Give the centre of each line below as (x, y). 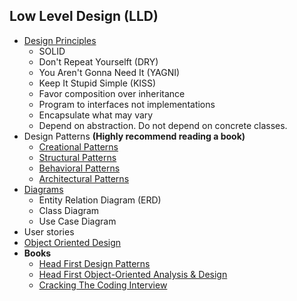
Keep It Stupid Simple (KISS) (97, 83)
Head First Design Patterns (94, 263)
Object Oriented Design (72, 242)
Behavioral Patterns (79, 168)
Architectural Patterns (84, 178)
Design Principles (60, 40)
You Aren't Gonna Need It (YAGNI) (109, 72)
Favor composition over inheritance (112, 93)
